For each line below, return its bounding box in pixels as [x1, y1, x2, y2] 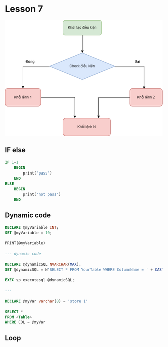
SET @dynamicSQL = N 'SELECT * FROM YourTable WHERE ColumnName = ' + [5, 267, 153, 272]
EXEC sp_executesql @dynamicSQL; [5, 278, 75, 283]
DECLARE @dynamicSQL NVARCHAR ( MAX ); [5, 262, 81, 267]
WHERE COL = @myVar [5, 320, 46, 325]
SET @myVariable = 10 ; [5, 230, 52, 235]
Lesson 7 [5, 3, 43, 15]
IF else [5, 146, 26, 154]
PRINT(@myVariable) [5, 241, 46, 246]
